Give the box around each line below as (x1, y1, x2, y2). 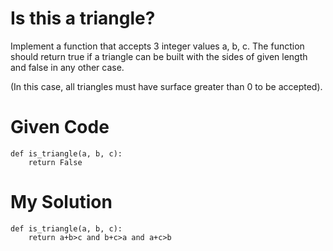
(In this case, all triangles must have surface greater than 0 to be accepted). (10, 80, 323, 92)
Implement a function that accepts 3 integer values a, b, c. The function (10, 40, 305, 52)
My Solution (10, 191, 113, 214)
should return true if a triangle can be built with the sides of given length (10, 50, 308, 62)
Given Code (10, 116, 110, 139)
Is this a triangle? (10, 7, 156, 30)
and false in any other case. (10, 61, 125, 73)
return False (28, 157, 83, 167)
